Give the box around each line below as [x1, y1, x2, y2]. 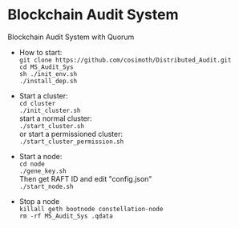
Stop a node [18, 196, 60, 206]
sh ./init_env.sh [18, 70, 78, 78]
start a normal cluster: [18, 114, 93, 123]
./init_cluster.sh [18, 106, 81, 114]
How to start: [18, 47, 63, 57]
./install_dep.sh [18, 77, 78, 85]
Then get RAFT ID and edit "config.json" [18, 174, 152, 183]
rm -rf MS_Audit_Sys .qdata [18, 212, 113, 220]
